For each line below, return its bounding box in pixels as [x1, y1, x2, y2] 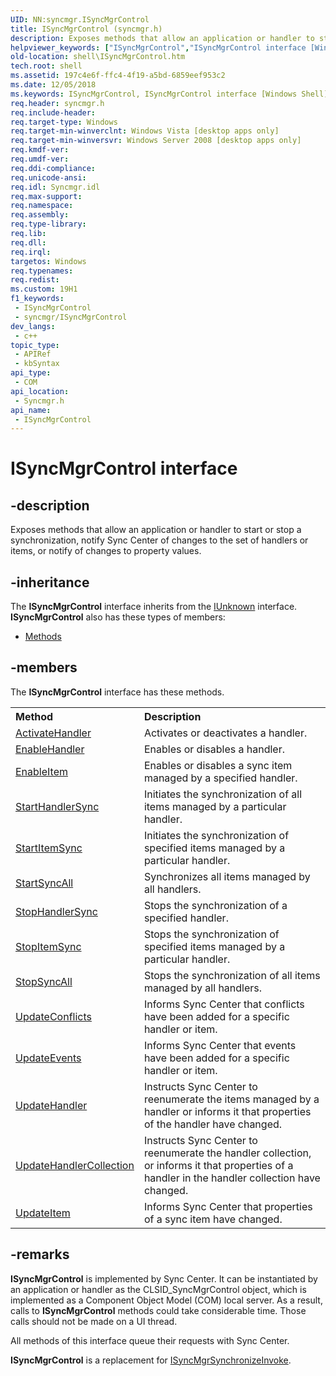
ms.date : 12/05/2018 [10, 80, 97, 90]
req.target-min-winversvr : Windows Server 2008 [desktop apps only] [10, 136, 302, 146]
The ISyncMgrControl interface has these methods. [10, 686, 225, 698]
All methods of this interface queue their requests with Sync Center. [10, 1334, 290, 1346]
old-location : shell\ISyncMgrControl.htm [10, 52, 186, 62]
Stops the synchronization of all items [143, 968, 321, 982]
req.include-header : [10, 107, 97, 118]
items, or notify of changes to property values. [10, 545, 202, 557]
